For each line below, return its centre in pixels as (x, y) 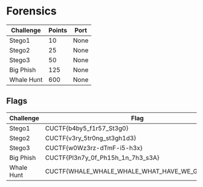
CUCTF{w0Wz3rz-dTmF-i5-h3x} (94, 148)
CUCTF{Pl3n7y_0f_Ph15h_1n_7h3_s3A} (102, 157)
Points (58, 30)
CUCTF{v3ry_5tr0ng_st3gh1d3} (91, 138)
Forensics (32, 11)
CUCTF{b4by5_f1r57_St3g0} (87, 128)
